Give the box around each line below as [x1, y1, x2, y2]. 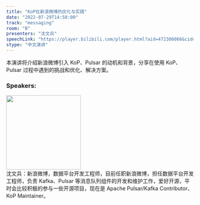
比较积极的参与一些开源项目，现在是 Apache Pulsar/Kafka [16, 185, 159, 192]
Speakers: [6, 81, 37, 90]
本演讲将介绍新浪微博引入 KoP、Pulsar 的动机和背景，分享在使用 [6, 59, 165, 66]
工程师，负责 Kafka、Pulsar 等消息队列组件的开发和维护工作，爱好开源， [6, 178, 185, 185]
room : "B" [6, 25, 31, 31]
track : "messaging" [6, 20, 55, 26]
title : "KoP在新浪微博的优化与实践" [6, 8, 87, 15]
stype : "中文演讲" [6, 42, 49, 48]
